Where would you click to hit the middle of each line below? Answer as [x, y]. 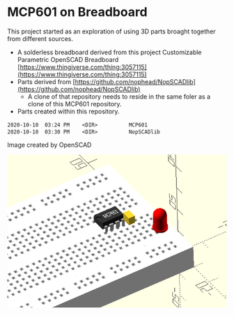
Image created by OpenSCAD [49, 145]
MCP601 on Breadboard [77, 12]
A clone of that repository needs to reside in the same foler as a [119, 96]
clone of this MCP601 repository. [75, 104]
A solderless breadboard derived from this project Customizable [109, 52]
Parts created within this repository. [68, 111]
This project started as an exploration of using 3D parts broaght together [111, 31]
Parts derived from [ [46, 81]
